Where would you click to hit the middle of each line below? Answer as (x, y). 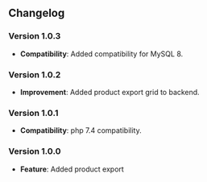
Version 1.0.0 (35, 151)
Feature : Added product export (72, 169)
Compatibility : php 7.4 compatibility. (81, 130)
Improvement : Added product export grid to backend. (110, 92)
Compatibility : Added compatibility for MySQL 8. (101, 54)
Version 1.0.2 (35, 74)
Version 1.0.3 (35, 36)
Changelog (37, 13)
